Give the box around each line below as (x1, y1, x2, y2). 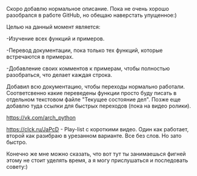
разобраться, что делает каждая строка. (6, 71, 112, 78)
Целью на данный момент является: (6, 24, 101, 30)
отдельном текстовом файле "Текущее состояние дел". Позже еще (6, 96, 181, 103)
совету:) (6, 163, 28, 170)
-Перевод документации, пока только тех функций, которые (6, 47, 163, 54)
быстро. (6, 139, 27, 146)
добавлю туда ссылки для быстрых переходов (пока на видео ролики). (6, 102, 191, 109)
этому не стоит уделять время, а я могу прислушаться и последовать (6, 157, 189, 164)
